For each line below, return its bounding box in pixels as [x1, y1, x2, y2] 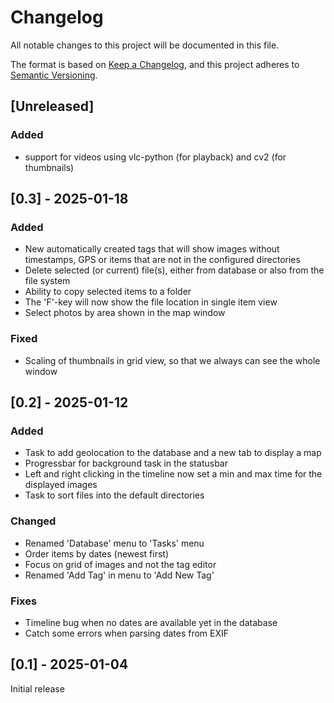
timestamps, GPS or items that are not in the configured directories [24, 254, 301, 266]
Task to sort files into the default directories [24, 489, 205, 501]
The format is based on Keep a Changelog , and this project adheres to [10, 58, 300, 70]
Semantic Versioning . [10, 69, 98, 81]
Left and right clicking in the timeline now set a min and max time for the [24, 468, 323, 480]
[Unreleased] [10, 98, 95, 115]
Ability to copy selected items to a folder [24, 286, 192, 298]
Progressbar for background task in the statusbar [24, 457, 228, 470]
